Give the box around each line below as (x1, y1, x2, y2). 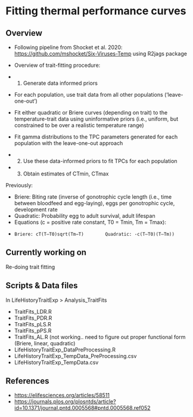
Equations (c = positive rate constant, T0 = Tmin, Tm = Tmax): (14, 219, 166, 226)
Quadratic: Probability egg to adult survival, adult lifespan (14, 212, 155, 219)
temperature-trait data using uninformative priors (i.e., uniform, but (14, 115, 179, 122)
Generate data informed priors (23, 79, 98, 87)
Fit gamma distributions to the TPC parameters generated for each (14, 133, 178, 140)
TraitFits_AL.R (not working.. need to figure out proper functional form (14, 333, 186, 341)
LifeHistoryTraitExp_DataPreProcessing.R (14, 346, 116, 353)
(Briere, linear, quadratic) (14, 339, 76, 347)
